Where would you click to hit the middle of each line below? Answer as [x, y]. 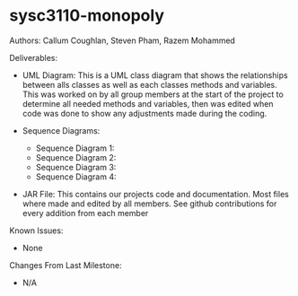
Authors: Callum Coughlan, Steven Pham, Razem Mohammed [123, 40]
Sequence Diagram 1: [75, 148]
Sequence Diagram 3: [76, 167]
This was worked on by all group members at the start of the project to [153, 94]
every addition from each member [85, 213]
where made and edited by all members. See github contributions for [149, 204]
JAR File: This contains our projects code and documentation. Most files [155, 194]
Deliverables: [34, 57]
